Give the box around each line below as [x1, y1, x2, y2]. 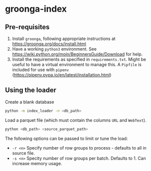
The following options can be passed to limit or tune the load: [5, 135, 128, 141]
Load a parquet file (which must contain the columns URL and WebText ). [5, 117, 147, 123]
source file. [12, 150, 35, 156]
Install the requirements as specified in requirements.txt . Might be [12, 57, 146, 62]
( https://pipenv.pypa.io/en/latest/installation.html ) [12, 72, 112, 77]
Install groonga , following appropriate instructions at [12, 36, 116, 41]
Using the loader [5, 86, 57, 95]
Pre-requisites [5, 23, 50, 31]
